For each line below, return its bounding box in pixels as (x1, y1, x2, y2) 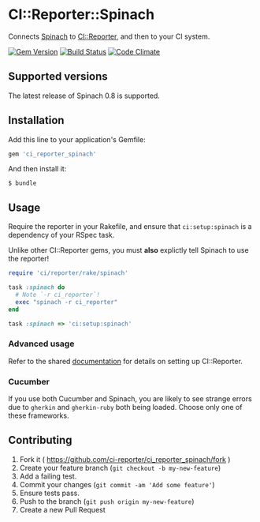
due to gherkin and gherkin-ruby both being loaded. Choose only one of (8, 403, 243, 412)
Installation (8, 114, 65, 127)
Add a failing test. (19, 471, 77, 481)
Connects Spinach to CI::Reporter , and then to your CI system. (8, 32, 210, 41)
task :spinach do (8, 284, 65, 291)
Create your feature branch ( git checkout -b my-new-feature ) (19, 463, 221, 472)
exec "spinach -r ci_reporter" (15, 298, 118, 306)
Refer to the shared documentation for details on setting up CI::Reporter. (8, 356, 243, 366)
